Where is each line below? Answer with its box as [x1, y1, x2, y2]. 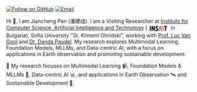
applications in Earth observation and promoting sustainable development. [6, 50, 186, 57]
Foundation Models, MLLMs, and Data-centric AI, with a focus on [6, 45, 164, 51]
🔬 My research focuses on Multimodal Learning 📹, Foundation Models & [6, 62, 182, 69]
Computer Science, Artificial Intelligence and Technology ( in [6, 24, 175, 32]
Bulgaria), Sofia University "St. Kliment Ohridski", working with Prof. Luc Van [6, 32, 191, 39]
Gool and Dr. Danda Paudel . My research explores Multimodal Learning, [6, 38, 180, 45]
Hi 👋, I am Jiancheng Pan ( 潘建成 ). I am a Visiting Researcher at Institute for [6, 18, 189, 25]
